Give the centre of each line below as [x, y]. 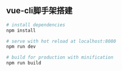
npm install [21, 30]
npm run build [24, 63]
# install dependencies [36, 25]
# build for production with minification [60, 58]
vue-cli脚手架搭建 [39, 11]
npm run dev [21, 47]
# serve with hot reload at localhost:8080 [61, 41]
